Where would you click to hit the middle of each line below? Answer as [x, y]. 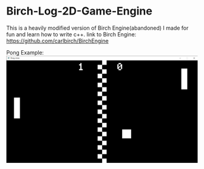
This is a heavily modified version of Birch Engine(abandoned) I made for [97, 28]
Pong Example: [25, 52]
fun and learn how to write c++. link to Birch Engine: [71, 34]
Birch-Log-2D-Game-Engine [80, 11]
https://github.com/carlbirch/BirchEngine [58, 41]
